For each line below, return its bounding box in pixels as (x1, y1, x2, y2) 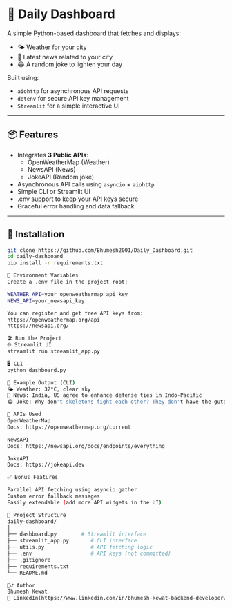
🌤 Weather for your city (17, 43, 88, 51)
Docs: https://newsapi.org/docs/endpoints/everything (7, 442, 166, 449)
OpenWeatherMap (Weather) (27, 158, 110, 166)
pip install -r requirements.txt (7, 259, 104, 266)
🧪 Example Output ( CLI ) (7, 379, 76, 386)
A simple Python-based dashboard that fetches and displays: (7, 29, 182, 37)
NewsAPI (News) (27, 165, 76, 173)
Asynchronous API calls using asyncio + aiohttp (17, 179, 155, 188)
